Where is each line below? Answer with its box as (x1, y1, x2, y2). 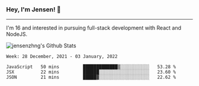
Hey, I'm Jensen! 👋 (6, 5, 61, 14)
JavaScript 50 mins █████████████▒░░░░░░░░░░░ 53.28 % (6, 64, 176, 70)
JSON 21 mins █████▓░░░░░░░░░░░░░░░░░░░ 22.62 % (6, 74, 176, 81)
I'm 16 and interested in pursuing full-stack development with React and (6, 24, 182, 31)
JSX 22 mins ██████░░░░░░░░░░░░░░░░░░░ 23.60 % (6, 69, 176, 75)
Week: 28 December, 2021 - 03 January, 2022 (6, 53, 118, 60)
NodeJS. (6, 31, 28, 38)
